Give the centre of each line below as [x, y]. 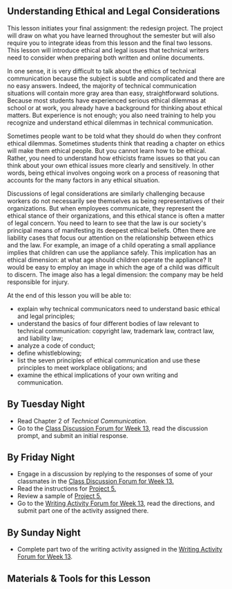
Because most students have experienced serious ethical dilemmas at [107, 100]
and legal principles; [46, 316]
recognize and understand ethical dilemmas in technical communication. [110, 122]
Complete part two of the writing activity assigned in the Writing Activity [120, 550]
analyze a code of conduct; [56, 345]
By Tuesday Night [46, 404]
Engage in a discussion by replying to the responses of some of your [115, 474]
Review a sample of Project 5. [59, 496]
